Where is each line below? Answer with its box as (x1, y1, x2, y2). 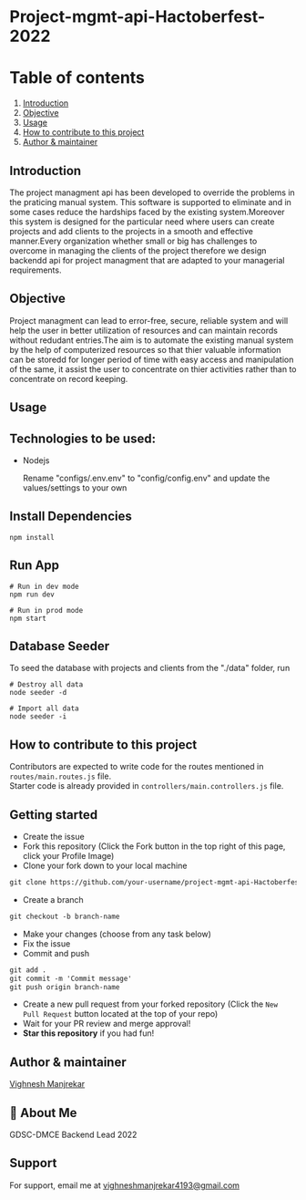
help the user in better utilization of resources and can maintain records (9, 325, 278, 336)
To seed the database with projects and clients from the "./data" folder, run (9, 663, 291, 674)
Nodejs (22, 454, 50, 466)
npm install (9, 533, 55, 542)
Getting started (9, 807, 98, 822)
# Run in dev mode (9, 582, 79, 591)
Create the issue (22, 832, 85, 843)
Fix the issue (22, 937, 71, 949)
